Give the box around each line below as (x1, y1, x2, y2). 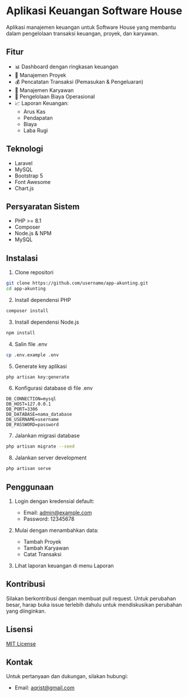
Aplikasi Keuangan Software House (6, 4, 183, 18)
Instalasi (6, 253, 38, 263)
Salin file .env (14, 340, 48, 347)
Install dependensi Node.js (14, 318, 79, 326)
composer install (6, 308, 49, 314)
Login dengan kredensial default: (14, 498, 95, 505)
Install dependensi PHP (14, 296, 72, 303)
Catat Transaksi (23, 551, 62, 558)
